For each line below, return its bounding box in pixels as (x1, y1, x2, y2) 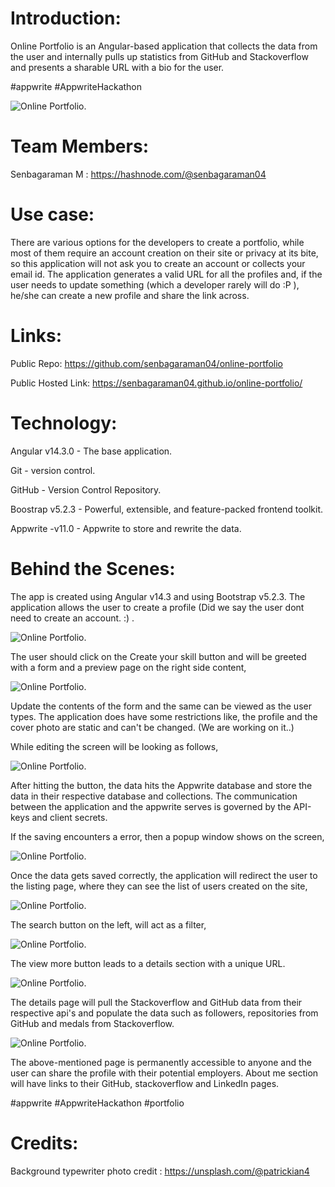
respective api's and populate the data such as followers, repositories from (10, 1007, 319, 1019)
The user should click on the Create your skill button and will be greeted (10, 650, 307, 662)
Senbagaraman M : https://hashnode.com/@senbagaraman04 (10, 168, 267, 180)
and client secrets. (31, 811, 108, 823)
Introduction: (10, 7, 122, 30)
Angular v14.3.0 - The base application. (10, 445, 173, 457)
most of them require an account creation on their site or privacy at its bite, (10, 247, 319, 259)
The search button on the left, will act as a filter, (10, 918, 207, 931)
